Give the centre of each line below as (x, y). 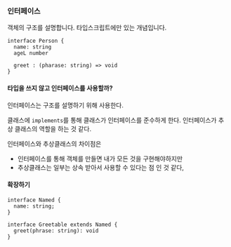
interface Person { (36, 41)
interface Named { (34, 200)
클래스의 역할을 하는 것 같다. (53, 128)
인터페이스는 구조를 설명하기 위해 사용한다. (66, 105)
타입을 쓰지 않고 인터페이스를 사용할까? (60, 88)
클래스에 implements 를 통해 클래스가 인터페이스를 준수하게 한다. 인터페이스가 (112, 120)
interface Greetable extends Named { (62, 225)
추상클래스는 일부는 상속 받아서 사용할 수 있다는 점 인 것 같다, (101, 167)
